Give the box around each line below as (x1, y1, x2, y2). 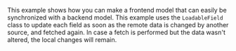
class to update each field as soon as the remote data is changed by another (7, 21, 229, 29)
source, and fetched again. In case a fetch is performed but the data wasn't (7, 28, 226, 36)
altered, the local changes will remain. (7, 36, 117, 44)
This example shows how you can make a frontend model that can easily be (7, 6, 227, 14)
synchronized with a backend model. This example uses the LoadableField (7, 13, 223, 22)
